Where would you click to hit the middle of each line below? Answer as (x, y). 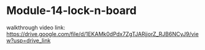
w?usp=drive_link (29, 40)
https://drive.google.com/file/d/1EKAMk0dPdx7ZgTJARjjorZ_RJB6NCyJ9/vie (102, 34)
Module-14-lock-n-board (72, 11)
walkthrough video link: (36, 27)
